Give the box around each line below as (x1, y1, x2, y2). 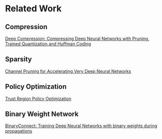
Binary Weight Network (5, 110, 79, 118)
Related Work (5, 3, 62, 14)
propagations (5, 128, 33, 134)
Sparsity (5, 55, 32, 64)
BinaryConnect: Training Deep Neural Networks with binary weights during (5, 123, 158, 129)
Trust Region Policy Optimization (5, 96, 72, 102)
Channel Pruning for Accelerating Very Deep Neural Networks (5, 68, 131, 74)
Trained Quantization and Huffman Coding (5, 41, 91, 47)
